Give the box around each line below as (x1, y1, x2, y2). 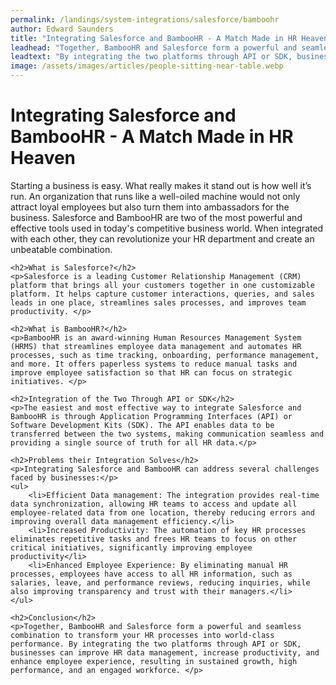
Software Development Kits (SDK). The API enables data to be (10, 420, 275, 430)
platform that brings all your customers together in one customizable (10, 280, 315, 290)
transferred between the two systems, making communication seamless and (10, 429, 325, 439)
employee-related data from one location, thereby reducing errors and (10, 507, 315, 518)
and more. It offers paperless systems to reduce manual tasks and (10, 359, 298, 369)
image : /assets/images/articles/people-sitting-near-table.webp (10, 61, 284, 71)
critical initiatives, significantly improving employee (10, 542, 253, 553)
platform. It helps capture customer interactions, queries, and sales (10, 289, 315, 299)
